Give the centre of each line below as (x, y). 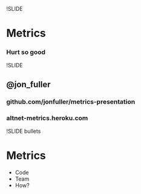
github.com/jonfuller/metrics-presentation (71, 101)
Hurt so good (26, 52)
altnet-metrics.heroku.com (47, 118)
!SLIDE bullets (24, 131)
